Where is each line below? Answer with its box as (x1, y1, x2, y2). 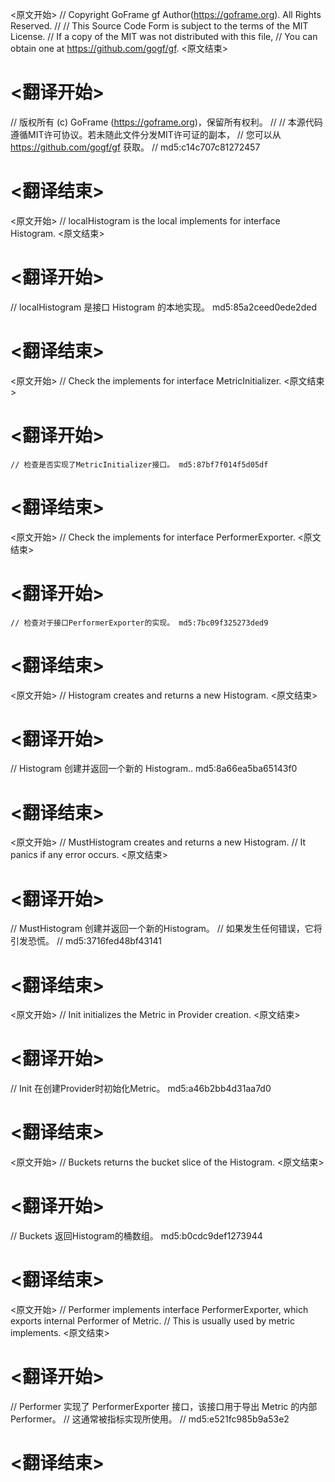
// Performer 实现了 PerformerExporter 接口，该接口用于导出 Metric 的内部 (10, 1400, 318, 1412)
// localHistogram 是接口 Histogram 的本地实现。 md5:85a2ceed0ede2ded (10, 301, 317, 313)
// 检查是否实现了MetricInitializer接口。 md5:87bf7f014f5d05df (10, 459, 269, 470)
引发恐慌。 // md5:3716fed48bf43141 (10, 935, 163, 947)
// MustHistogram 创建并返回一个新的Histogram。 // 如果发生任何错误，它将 (10, 923, 323, 935)
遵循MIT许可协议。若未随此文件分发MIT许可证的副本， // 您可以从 (10, 128, 282, 140)
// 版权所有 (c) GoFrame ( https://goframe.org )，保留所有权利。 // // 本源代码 (10, 116, 323, 128)
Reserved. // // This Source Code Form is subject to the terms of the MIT (10, 20, 309, 32)
